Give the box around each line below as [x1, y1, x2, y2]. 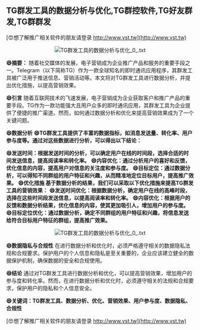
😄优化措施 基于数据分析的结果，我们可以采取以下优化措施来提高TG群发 [17, 179, 194, 186]
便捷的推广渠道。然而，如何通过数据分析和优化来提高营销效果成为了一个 [16, 109, 194, 116]
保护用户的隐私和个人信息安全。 [16, 284, 95, 291]
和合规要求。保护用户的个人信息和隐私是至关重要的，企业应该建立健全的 [11, 249, 189, 257]
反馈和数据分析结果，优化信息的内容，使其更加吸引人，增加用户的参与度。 [6, 202, 189, 209]
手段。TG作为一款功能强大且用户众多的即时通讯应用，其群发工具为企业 [11, 101, 186, 109]
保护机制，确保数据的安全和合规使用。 [11, 257, 105, 264]
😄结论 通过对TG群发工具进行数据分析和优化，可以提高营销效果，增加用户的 [6, 269, 192, 276]
